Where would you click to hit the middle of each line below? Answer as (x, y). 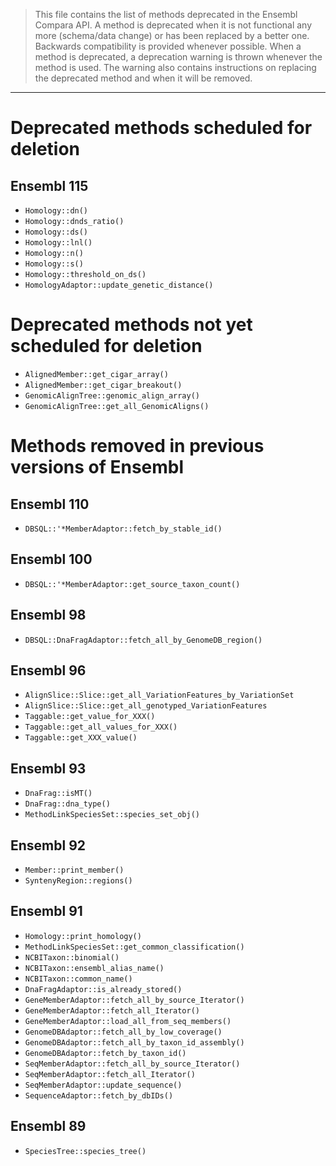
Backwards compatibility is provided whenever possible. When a (168, 46)
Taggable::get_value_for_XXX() (90, 717)
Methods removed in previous (137, 446)
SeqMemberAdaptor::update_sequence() (103, 1085)
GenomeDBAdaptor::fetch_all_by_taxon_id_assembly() (134, 1042)
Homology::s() (54, 264)
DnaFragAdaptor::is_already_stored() (103, 989)
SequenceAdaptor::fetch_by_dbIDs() (99, 1095)
